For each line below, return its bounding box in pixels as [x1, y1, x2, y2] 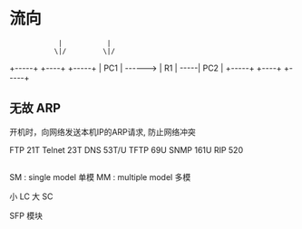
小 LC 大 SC [9, 191, 54, 202]
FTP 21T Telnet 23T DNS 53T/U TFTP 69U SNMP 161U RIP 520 [9, 144, 243, 155]
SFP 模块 [9, 210, 44, 222]
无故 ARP [9, 100, 62, 116]
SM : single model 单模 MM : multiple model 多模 [9, 172, 191, 183]
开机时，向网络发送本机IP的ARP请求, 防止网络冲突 [9, 126, 197, 137]
